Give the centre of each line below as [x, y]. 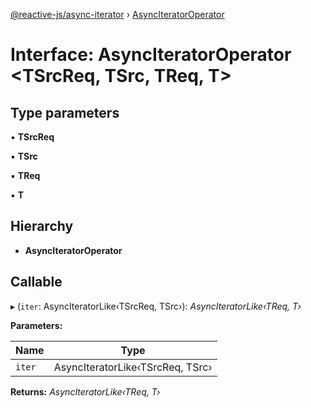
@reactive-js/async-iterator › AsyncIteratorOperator [117, 14]
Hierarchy [42, 226]
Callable [36, 282]
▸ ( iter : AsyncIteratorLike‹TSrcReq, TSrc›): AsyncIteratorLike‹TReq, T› [156, 306]
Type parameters [65, 112]
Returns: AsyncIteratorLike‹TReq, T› [85, 391]
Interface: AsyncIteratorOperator [151, 55]
